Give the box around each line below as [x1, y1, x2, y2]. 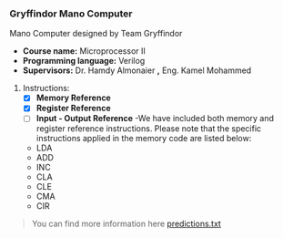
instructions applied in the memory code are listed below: [35, 133, 252, 144]
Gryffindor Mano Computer [9, 7, 133, 20]
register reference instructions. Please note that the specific [35, 123, 262, 134]
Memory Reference [35, 92, 111, 103]
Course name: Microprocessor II [22, 46, 146, 57]
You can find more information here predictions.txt [31, 218, 221, 230]
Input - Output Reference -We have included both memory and [35, 113, 275, 124]
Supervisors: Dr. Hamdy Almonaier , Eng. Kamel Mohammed [22, 65, 252, 76]
